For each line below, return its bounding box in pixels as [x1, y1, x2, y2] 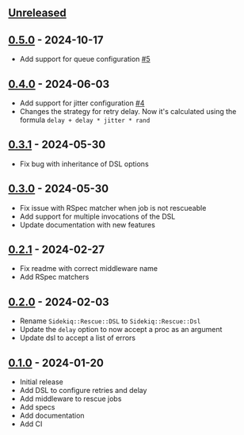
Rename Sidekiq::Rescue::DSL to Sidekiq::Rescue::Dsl [19, 316, 201, 326]
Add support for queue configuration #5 [19, 55, 151, 64]
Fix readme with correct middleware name [19, 264, 158, 273]
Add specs [19, 403, 55, 412]
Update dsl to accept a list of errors [19, 333, 136, 343]
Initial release [19, 377, 63, 387]
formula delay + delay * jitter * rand [19, 115, 151, 125]
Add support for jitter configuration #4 [19, 98, 145, 108]
